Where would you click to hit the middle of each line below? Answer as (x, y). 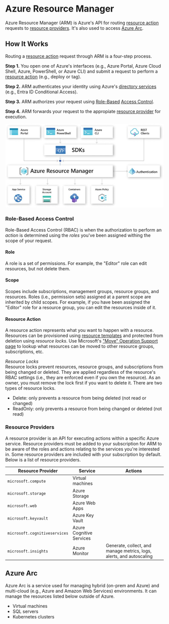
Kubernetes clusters (33, 616)
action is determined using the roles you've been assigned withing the (78, 235)
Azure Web (84, 503)
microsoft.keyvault (28, 518)
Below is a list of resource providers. (43, 460)
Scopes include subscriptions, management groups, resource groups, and (82, 292)
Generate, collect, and (129, 545)
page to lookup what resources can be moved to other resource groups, (80, 347)
